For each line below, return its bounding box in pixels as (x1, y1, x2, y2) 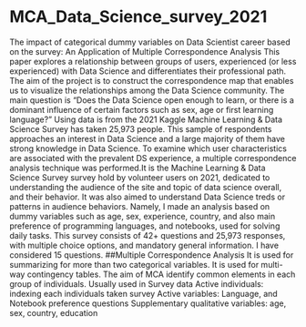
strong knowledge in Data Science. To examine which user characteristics (9, 143, 287, 154)
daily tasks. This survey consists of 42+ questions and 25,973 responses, (9, 230, 286, 240)
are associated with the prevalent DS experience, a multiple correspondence (9, 152, 297, 163)
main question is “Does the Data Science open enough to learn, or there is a (9, 94, 294, 106)
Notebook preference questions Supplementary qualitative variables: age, (9, 298, 287, 309)
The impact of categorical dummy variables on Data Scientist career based (9, 36, 291, 47)
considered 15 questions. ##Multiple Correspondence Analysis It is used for (9, 249, 294, 261)
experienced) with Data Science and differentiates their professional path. (9, 66, 287, 77)
